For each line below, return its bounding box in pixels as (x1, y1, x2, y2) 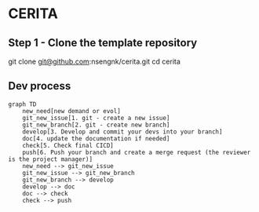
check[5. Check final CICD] (22, 141, 114, 149)
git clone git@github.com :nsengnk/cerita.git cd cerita (8, 57, 181, 66)
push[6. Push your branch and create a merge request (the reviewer (22, 148, 251, 156)
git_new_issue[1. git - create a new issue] (22, 114, 170, 122)
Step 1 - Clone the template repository (8, 36, 198, 49)
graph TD (8, 100, 37, 108)
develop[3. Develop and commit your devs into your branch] (22, 127, 223, 136)
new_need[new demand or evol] (22, 107, 122, 115)
